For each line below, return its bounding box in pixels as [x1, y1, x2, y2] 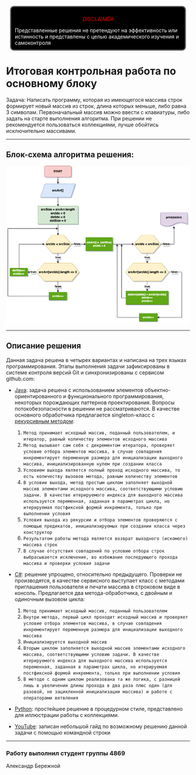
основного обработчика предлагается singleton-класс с [14, 411, 155, 418]
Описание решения [6, 341, 82, 351]
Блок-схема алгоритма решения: [6, 150, 134, 160]
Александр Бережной [6, 762, 61, 769]
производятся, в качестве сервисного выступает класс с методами [14, 577, 185, 584]
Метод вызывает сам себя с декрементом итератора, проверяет [23, 442, 175, 448]
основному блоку [6, 77, 97, 90]
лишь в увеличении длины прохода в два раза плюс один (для [23, 683, 173, 688]
